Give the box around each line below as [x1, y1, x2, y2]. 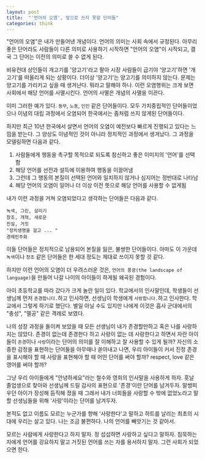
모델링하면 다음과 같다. [6, 138, 61, 146]
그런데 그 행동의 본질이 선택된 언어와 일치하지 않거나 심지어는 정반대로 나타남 [15, 174, 199, 181]
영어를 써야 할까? [6, 361, 47, 368]
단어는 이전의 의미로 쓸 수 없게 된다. [19, 53, 104, 61]
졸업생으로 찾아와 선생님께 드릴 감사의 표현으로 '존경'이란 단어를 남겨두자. [6, 382, 182, 389]
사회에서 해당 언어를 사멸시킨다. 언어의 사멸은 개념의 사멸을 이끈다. [6, 89, 165, 97]
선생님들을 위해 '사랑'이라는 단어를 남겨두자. [12, 397, 117, 405]
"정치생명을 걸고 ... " [6, 228, 58, 234]
